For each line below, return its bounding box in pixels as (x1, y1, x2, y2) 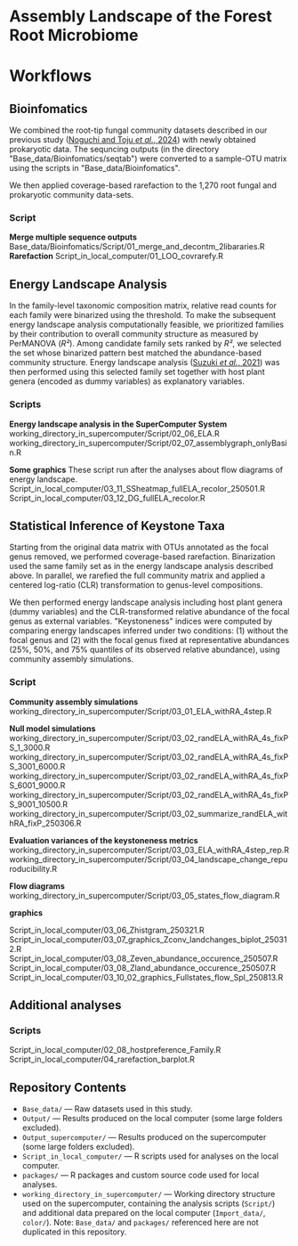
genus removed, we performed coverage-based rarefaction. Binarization (9, 551, 276, 562)
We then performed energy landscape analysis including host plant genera (9, 597, 283, 607)
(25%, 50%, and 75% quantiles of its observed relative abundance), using (9, 644, 280, 656)
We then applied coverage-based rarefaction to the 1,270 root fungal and (9, 180, 278, 191)
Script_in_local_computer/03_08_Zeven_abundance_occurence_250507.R (9, 953, 278, 964)
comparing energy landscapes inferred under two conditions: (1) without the (9, 625, 289, 636)
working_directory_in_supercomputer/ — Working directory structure (21, 1189, 276, 1200)
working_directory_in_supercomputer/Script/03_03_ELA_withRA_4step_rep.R (9, 844, 290, 855)
